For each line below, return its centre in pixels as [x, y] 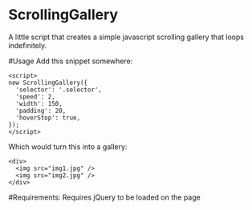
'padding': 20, [41, 111]
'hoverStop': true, [48, 118]
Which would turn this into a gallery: [68, 147]
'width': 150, [39, 103]
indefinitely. [27, 45]
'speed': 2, [36, 97]
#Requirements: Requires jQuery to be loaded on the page [104, 197]
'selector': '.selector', [59, 90]
